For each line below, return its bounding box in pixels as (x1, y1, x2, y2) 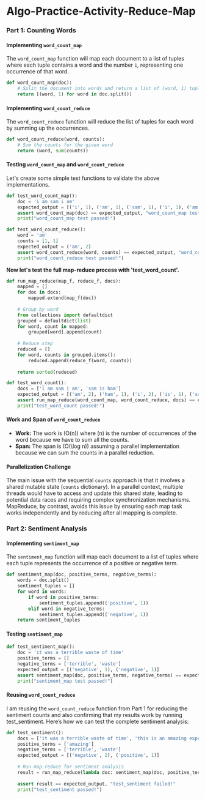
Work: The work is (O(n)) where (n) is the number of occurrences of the (15, 429, 197, 437)
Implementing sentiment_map (6, 540, 79, 547)
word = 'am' (17, 232, 48, 239)
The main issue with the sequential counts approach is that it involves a (6, 477, 185, 484)
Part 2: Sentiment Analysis (6, 524, 87, 533)
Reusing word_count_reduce (6, 691, 76, 699)
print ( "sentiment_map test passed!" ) (17, 678, 113, 684)
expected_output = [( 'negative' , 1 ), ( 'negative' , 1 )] (17, 666, 160, 672)
